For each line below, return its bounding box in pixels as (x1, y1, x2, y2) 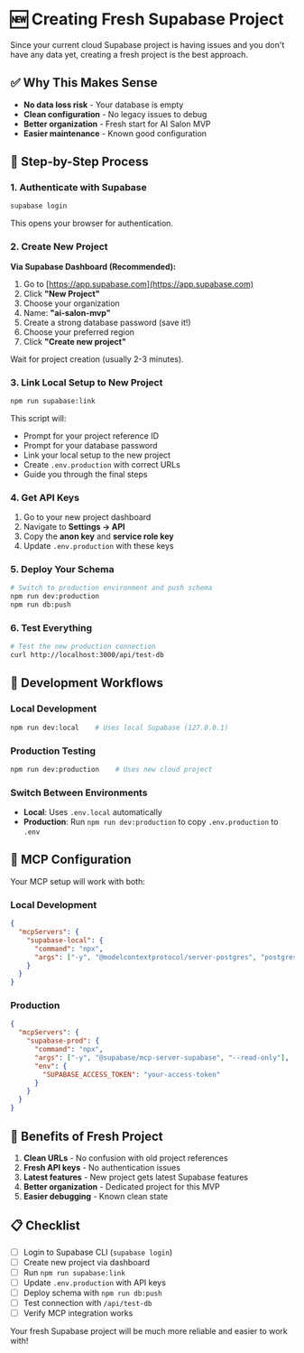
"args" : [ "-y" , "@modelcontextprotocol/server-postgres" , (33, 952, 257, 961)
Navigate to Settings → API (23, 522, 125, 533)
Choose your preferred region (23, 326, 134, 338)
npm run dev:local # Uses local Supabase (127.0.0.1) (10, 723, 229, 732)
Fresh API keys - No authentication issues (23, 1162, 181, 1172)
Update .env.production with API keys (23, 1277, 166, 1288)
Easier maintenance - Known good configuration (23, 127, 207, 139)
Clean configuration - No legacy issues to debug (23, 108, 207, 119)
